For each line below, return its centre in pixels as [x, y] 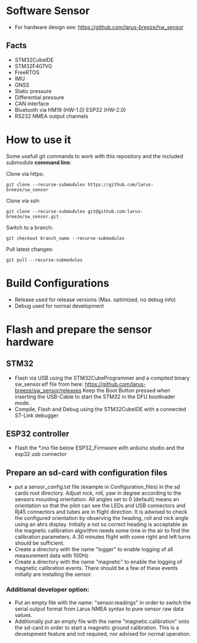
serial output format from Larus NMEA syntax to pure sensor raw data [99, 609]
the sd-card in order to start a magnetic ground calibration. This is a [97, 627]
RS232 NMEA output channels [51, 116]
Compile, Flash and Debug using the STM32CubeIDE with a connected [100, 409]
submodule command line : [39, 162]
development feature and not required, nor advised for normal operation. [103, 634]
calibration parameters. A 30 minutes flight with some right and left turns [103, 537]
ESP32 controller [38, 434]
